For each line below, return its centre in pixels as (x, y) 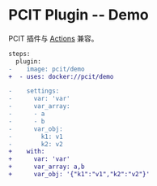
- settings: (34, 91)
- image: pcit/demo (47, 69)
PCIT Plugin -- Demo (78, 15)
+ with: (27, 152)
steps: (19, 54)
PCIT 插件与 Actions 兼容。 (53, 38)
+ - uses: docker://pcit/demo (61, 76)
